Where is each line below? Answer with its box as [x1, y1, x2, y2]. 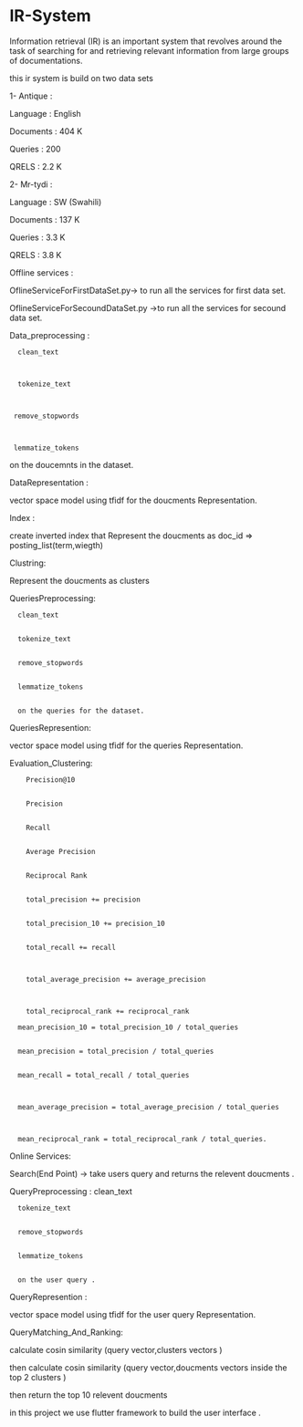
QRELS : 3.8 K [9, 249, 62, 260]
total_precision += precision [26, 895, 141, 904]
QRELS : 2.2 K [9, 161, 62, 172]
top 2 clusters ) [9, 1371, 67, 1382]
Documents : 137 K [9, 214, 80, 224]
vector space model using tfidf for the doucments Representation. [9, 495, 257, 505]
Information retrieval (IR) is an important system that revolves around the [9, 36, 283, 47]
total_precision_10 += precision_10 [26, 919, 166, 928]
